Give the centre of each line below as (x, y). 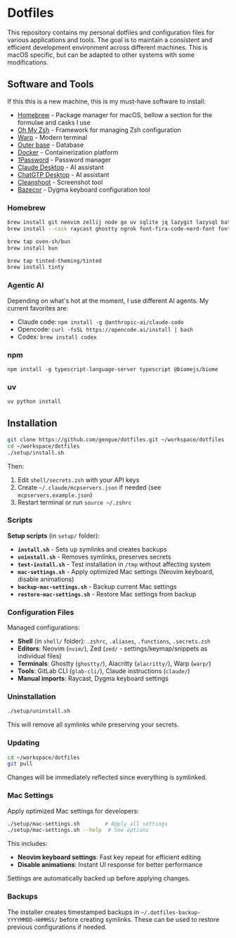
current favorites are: (38, 308)
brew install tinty (36, 267)
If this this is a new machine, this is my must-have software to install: (106, 101)
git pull (20, 764)
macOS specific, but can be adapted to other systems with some (101, 55)
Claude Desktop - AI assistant (60, 167)
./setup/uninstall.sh (39, 711)
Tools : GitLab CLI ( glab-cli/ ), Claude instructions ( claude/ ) (104, 671)
